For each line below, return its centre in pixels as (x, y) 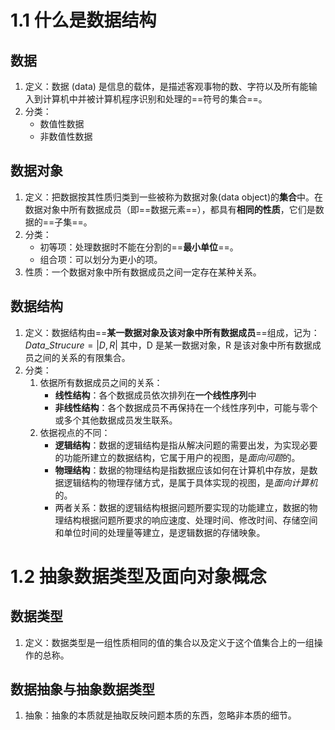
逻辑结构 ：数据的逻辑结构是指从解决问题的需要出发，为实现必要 (186, 445)
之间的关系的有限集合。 (82, 357)
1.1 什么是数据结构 (83, 20)
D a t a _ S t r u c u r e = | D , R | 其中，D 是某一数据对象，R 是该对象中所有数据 (168, 345)
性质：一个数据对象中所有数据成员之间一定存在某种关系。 (143, 272)
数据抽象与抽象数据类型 (82, 689)
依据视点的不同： (75, 432)
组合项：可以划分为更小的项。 (101, 259)
